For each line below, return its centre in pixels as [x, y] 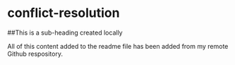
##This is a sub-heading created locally [65, 32]
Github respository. [35, 54]
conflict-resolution [64, 13]
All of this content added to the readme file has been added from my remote [118, 46]
